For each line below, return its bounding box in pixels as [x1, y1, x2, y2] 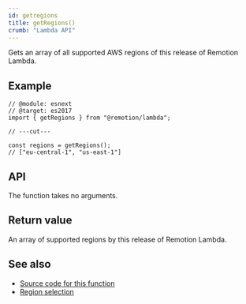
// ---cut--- [8, 128, 51, 136]
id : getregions [8, 11, 58, 20]
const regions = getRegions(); [8, 141, 111, 150]
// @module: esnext [8, 100, 73, 108]
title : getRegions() [8, 19, 76, 27]
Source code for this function [19, 278, 115, 288]
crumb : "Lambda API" [8, 26, 76, 34]
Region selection [19, 287, 75, 296]
